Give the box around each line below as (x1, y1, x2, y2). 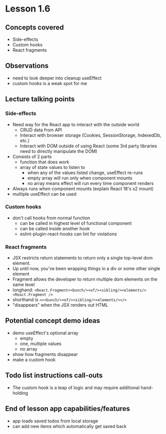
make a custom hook (12, 357, 56, 363)
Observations (5, 61, 49, 70)
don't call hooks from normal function (12, 215, 90, 221)
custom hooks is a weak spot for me (12, 80, 87, 86)
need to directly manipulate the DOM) (19, 148, 97, 154)
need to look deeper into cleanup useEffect (12, 75, 101, 81)
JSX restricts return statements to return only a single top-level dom (12, 255, 153, 261)
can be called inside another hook (19, 225, 90, 231)
